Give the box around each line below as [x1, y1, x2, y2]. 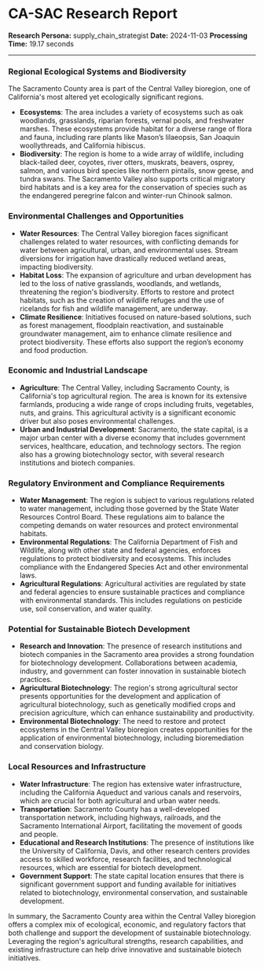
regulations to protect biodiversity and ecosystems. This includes [19, 554, 232, 563]
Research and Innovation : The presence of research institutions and [19, 641, 242, 651]
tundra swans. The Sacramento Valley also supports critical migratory [19, 174, 246, 184]
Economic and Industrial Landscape [8, 365, 148, 376]
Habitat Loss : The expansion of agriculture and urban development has [19, 270, 252, 280]
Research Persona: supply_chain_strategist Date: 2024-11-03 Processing [8, 31, 247, 40]
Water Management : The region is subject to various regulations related [19, 496, 255, 505]
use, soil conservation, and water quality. [19, 604, 153, 614]
